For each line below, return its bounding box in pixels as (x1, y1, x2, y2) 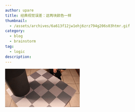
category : (5, 28, 25, 34)
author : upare (5, 8, 34, 13)
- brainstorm (9, 39, 36, 44)
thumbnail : (5, 18, 27, 23)
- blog (9, 34, 23, 39)
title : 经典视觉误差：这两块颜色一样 (5, 13, 72, 18)
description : (5, 54, 32, 59)
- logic (9, 49, 25, 54)
